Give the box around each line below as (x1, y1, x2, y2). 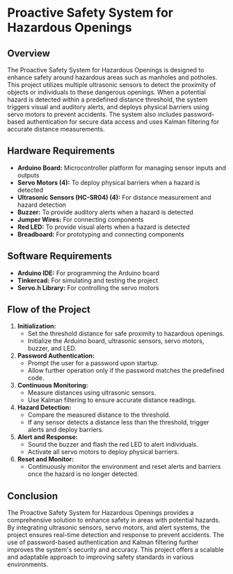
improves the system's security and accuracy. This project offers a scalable (7, 545, 224, 554)
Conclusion (7, 490, 58, 502)
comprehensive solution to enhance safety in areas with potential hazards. (7, 516, 220, 525)
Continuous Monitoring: (17, 381, 88, 390)
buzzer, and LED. (27, 344, 77, 353)
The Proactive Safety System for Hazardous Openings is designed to (7, 66, 204, 74)
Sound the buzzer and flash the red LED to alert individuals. (27, 440, 198, 449)
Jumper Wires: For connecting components (17, 215, 144, 223)
